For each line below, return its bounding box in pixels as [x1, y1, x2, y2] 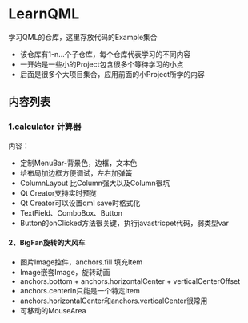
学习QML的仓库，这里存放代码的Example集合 [8, 32, 158, 42]
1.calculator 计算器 [8, 121, 82, 132]
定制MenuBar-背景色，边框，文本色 [19, 158, 138, 168]
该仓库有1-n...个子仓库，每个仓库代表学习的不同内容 [19, 49, 191, 59]
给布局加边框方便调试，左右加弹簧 [19, 168, 133, 177]
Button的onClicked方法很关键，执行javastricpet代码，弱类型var [19, 218, 230, 228]
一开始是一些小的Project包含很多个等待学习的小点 [19, 59, 184, 69]
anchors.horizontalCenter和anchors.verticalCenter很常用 [19, 296, 208, 305]
